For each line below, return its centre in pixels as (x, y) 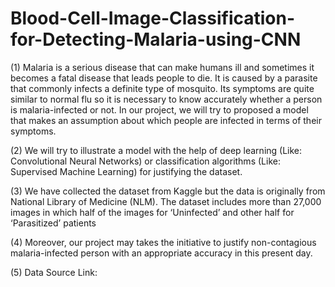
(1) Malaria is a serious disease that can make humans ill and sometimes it (162, 67)
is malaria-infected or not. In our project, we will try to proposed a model (159, 109)
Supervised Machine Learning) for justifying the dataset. (126, 171)
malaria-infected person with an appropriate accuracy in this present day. (161, 253)
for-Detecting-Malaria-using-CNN (156, 39)
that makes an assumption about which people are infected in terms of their (166, 120)
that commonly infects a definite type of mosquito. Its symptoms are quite (162, 88)
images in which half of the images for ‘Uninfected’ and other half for (152, 212)
